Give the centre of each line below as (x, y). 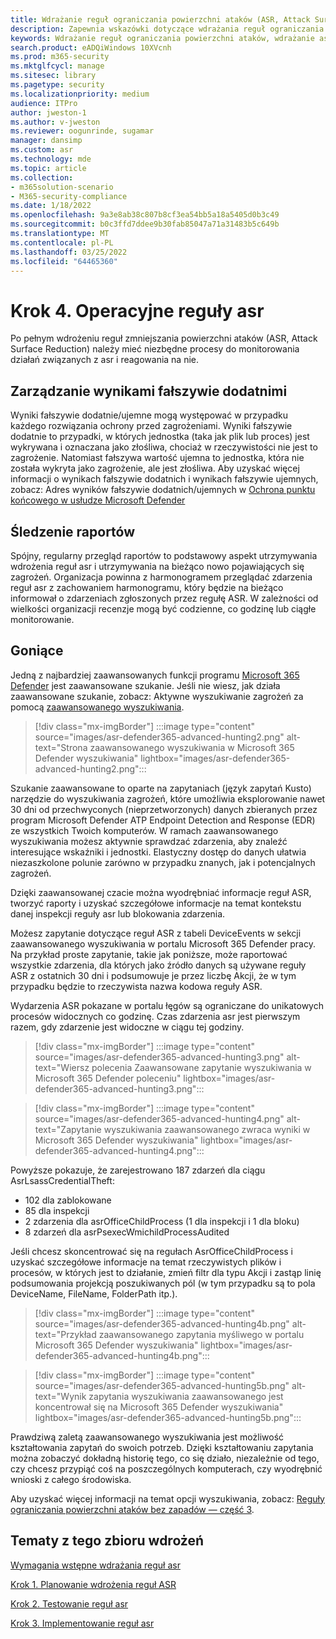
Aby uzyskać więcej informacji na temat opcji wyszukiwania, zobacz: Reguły (167, 1498)
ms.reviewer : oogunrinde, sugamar (82, 131)
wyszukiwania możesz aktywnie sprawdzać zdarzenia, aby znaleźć (149, 841)
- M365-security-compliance (69, 196)
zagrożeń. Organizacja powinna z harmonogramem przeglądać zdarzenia (161, 577)
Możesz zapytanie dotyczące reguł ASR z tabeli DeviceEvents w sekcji (156, 933)
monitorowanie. (42, 619)
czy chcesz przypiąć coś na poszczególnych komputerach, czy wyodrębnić (166, 1468)
